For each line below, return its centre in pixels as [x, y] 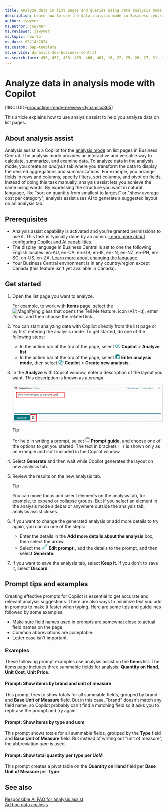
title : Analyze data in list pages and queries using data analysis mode [84, 10]
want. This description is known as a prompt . [59, 378]
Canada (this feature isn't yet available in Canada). [64, 269]
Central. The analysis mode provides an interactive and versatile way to [79, 156]
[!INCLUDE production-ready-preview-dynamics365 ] [59, 108]
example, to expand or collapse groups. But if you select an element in [85, 501]
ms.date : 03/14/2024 [27, 42]
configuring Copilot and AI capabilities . [52, 242]
